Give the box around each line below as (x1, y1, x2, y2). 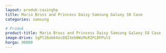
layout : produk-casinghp (5, 7, 58, 13)
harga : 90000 (5, 40, 33, 45)
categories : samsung (5, 17, 50, 22)
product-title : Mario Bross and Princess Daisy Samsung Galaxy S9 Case (5, 31, 161, 36)
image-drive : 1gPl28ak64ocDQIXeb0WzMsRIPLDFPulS (5, 35, 111, 40)
